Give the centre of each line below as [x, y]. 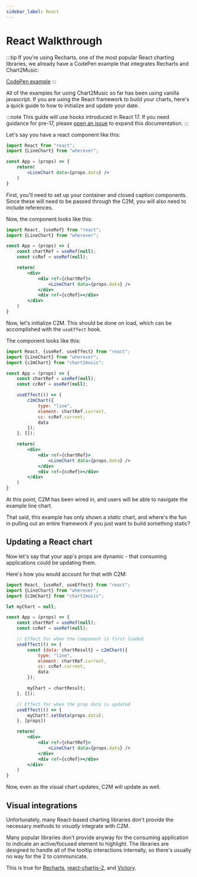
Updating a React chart [49, 542]
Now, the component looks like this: [50, 219]
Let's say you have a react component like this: [63, 134]
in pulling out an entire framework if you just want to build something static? [98, 524]
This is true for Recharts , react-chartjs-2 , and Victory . [71, 868]
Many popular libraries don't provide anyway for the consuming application [97, 837]
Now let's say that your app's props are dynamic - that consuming [86, 556]
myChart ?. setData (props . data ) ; [66, 715]
